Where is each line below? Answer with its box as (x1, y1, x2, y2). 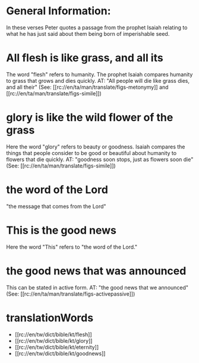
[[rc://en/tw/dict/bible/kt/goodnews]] (14, 350, 106, 357)
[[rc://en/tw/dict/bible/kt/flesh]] (14, 331, 92, 338)
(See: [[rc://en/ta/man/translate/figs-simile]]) (6, 162, 116, 169)
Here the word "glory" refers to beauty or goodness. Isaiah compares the (6, 143, 185, 150)
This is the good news (6, 224, 117, 237)
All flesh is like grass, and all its (6, 51, 163, 65)
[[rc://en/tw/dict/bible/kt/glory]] (14, 337, 93, 344)
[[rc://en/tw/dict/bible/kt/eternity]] (14, 343, 99, 350)
